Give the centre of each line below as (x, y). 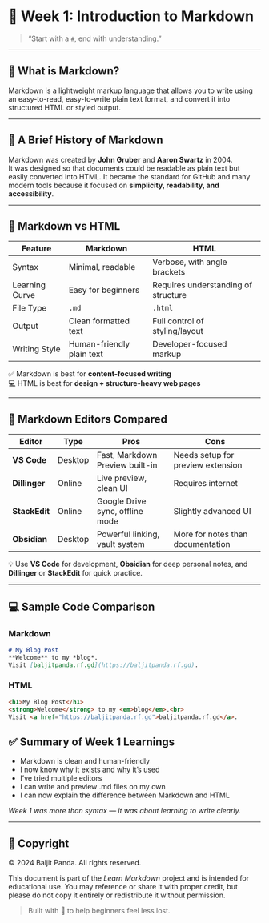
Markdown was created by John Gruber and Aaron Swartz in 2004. (120, 159)
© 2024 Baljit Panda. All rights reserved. (75, 863)
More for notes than (211, 534)
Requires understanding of (202, 285)
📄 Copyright (39, 843)
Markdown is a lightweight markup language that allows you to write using (131, 90)
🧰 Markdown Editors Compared (88, 419)
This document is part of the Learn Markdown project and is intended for (129, 878)
